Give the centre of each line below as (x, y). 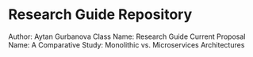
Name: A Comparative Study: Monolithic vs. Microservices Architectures (126, 44)
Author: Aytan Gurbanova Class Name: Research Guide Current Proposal (127, 36)
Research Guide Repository (100, 15)
